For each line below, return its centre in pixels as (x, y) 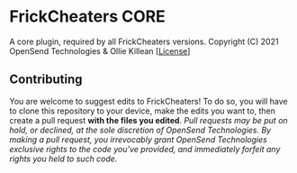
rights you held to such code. (63, 159)
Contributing (46, 80)
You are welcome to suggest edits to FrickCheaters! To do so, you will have (148, 101)
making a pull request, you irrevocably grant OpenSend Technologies (138, 139)
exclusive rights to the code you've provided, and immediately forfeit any (145, 149)
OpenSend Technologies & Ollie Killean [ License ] (100, 50)
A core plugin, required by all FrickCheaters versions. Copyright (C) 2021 (144, 41)
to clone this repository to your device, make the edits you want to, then (143, 111)
